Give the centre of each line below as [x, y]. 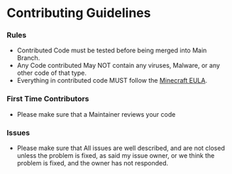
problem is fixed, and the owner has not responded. [93, 163]
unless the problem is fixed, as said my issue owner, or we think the [116, 156]
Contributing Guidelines [79, 13]
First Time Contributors [48, 99]
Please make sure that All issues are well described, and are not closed [121, 148]
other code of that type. [51, 73]
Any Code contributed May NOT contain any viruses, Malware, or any [118, 66]
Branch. [28, 58]
